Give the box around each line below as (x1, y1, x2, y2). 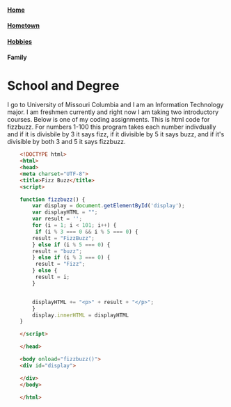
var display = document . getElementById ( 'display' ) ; (32, 202, 186, 209)
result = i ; (35, 273, 70, 281)
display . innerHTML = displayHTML (32, 312, 129, 319)
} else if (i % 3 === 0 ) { (32, 254, 111, 261)
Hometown (7, 22, 40, 30)
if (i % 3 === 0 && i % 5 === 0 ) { (35, 228, 138, 235)
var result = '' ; (32, 216, 82, 223)
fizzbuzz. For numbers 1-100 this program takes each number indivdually (7, 122, 216, 131)
